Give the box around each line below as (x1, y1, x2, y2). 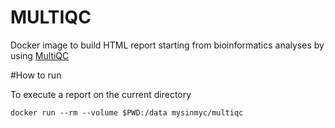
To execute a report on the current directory (10, 88, 192, 100)
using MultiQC (10, 49, 70, 61)
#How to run (10, 69, 62, 81)
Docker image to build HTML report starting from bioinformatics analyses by (10, 39, 325, 51)
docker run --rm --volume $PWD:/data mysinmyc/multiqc (10, 107, 244, 118)
